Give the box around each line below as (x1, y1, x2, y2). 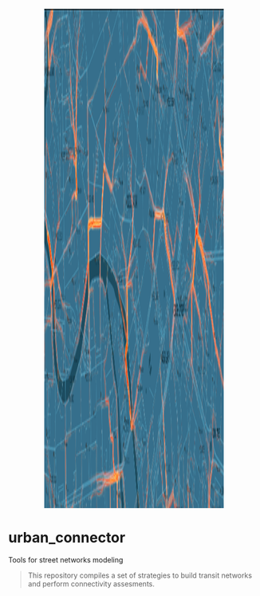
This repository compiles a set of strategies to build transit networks (27, 570, 253, 580)
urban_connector (8, 529, 126, 547)
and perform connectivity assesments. (27, 578, 156, 588)
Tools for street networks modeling (8, 554, 124, 564)
